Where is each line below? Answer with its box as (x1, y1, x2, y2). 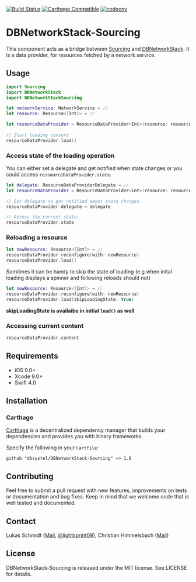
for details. (6, 570, 32, 577)
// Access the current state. (6, 214, 80, 220)
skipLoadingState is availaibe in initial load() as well (6, 307, 135, 314)
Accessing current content (6, 321, 84, 330)
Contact (6, 516, 36, 526)
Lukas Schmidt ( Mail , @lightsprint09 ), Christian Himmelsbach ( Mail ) (6, 532, 169, 539)
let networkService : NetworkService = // (6, 105, 108, 111)
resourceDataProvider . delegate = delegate (6, 203, 111, 210)
